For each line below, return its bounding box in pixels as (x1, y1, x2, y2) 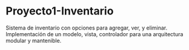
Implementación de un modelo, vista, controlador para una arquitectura (5, 30, 184, 37)
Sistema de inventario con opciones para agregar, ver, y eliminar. (5, 24, 168, 31)
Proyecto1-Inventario (5, 4, 114, 18)
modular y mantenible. (5, 37, 62, 44)
